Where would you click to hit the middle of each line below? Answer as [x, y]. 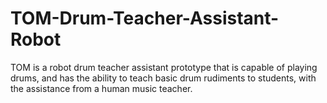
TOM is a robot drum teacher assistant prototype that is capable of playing [164, 67]
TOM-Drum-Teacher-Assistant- [145, 18]
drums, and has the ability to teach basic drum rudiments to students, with [163, 78]
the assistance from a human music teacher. [101, 88]
